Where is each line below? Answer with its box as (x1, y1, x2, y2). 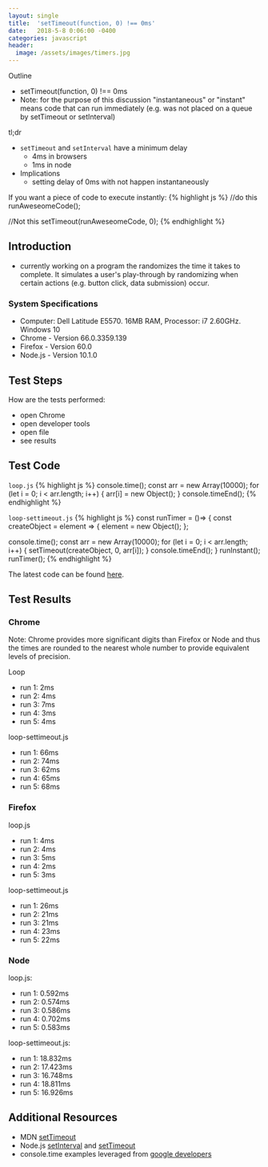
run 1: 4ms (19, 835, 54, 845)
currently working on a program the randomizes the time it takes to (19, 261, 241, 271)
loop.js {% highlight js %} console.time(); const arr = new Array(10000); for (8, 480, 260, 489)
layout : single (8, 11, 59, 20)
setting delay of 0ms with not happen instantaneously (31, 177, 210, 187)
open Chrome (19, 410, 66, 420)
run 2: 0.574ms (19, 997, 70, 1007)
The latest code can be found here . (8, 569, 125, 579)
